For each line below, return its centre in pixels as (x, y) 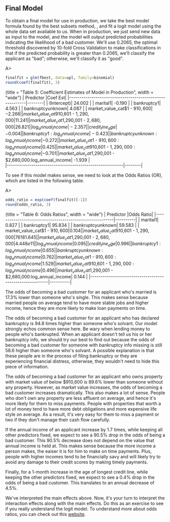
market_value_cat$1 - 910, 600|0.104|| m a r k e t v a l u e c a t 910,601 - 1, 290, (77, 231)
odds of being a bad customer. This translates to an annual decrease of (80, 483)
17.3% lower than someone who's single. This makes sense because (77, 298)
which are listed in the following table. (45, 181)
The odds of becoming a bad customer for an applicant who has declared (82, 318)
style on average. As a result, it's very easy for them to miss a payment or (82, 415)
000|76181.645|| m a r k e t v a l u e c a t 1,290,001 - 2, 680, (58, 238)
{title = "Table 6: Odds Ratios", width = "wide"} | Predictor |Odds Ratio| (79, 214)
